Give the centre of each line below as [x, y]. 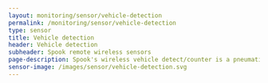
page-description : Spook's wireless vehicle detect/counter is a [119, 60]
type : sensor [30, 30]
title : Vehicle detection [51, 38]
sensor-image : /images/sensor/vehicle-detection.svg [98, 67]
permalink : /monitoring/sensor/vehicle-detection [93, 23]
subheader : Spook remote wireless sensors [80, 52]
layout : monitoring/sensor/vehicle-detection [85, 15]
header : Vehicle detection [53, 45]
